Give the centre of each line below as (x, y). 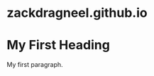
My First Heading (59, 45)
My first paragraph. (35, 65)
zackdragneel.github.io (77, 13)
